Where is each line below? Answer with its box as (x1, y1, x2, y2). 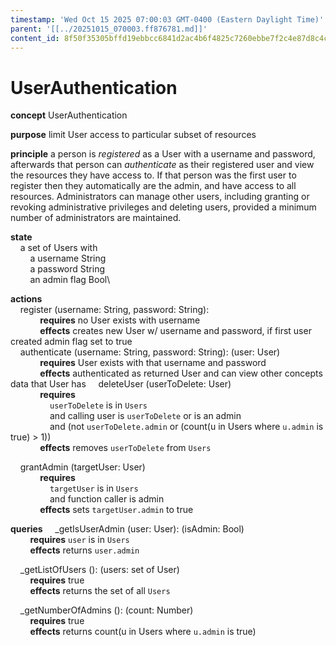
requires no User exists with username (39, 314, 201, 326)
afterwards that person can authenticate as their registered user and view (10, 159, 315, 171)
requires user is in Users (29, 534, 130, 546)
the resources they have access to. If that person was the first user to (10, 169, 297, 181)
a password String (29, 263, 106, 275)
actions (10, 293, 43, 305)
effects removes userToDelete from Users (39, 442, 212, 454)
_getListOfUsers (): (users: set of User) (19, 564, 180, 576)
